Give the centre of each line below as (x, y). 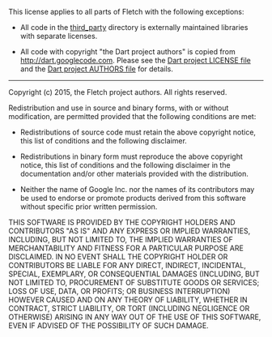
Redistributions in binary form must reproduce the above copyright (131, 156)
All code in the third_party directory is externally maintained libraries (134, 27)
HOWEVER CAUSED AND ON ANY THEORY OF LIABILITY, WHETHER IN (128, 300)
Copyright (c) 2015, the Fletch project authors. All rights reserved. (118, 92)
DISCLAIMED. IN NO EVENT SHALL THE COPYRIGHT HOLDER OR (118, 257)
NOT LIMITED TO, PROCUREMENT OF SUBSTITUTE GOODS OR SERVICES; (134, 282)
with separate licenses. (59, 36)
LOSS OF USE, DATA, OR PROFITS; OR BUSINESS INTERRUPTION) (119, 291)
